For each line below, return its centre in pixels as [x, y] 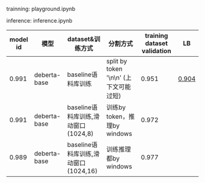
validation [156, 51]
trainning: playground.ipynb [41, 9]
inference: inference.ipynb [39, 20]
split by [117, 61]
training [156, 36]
